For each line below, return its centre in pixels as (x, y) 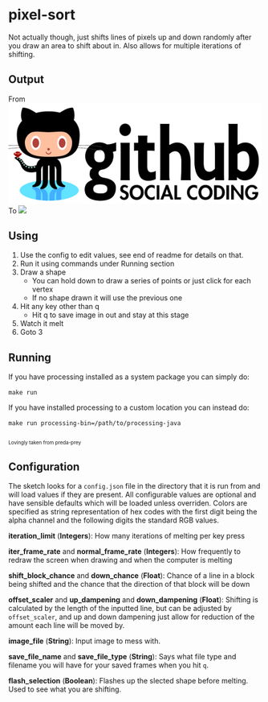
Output (26, 79)
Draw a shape (43, 272)
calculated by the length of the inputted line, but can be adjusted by (120, 609)
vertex (43, 289)
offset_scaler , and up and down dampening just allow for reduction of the (132, 617)
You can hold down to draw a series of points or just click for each (141, 281)
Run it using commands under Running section (97, 264)
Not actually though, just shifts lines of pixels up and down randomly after (130, 37)
